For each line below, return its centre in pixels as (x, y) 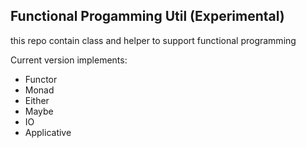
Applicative (48, 132)
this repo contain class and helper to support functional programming (153, 40)
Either (37, 100)
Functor (41, 79)
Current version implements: (69, 60)
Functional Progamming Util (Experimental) (147, 16)
